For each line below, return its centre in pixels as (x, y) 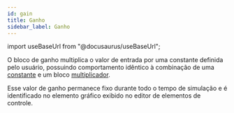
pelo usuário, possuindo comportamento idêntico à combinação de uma (111, 68)
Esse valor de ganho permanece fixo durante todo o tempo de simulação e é (117, 89)
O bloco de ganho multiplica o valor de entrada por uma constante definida (115, 60)
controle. (20, 103)
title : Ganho (26, 20)
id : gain (20, 14)
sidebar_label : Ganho (39, 27)
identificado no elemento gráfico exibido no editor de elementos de (104, 96)
